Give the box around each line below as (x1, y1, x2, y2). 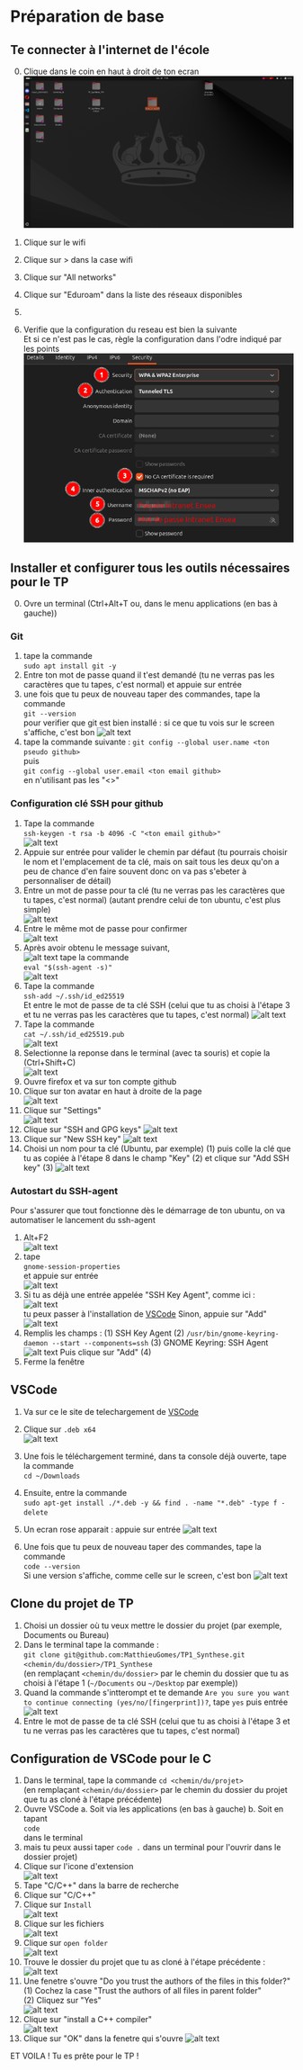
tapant (22, 1813, 48, 1824)
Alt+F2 (22, 1231, 49, 1243)
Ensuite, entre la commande (22, 1487, 128, 1498)
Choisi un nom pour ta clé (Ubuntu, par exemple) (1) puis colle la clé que (22, 1143, 291, 1154)
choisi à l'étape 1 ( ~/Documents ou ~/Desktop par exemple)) (22, 1677, 239, 1688)
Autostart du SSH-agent (10, 1184, 119, 1197)
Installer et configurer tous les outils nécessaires (10, 560, 290, 575)
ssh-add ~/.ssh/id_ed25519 (22, 992, 125, 1001)
